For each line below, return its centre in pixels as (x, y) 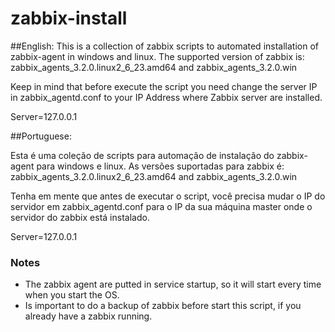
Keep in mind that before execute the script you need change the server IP (164, 86)
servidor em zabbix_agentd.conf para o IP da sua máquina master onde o (161, 206)
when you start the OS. (72, 295)
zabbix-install (69, 18)
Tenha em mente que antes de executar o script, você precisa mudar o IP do (168, 196)
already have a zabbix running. (88, 316)
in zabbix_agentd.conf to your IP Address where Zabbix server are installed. (166, 97)
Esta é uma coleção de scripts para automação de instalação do (142, 155)
